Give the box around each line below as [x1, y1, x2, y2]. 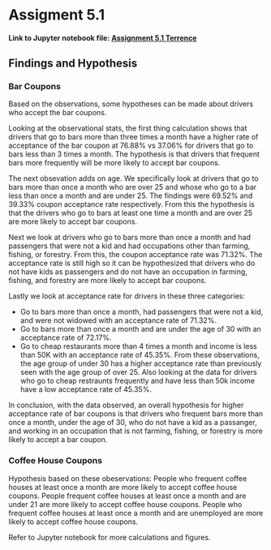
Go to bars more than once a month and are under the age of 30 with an [19, 324, 261, 334]
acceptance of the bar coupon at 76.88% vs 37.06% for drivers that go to [8, 140, 254, 151]
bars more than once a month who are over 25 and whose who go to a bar [8, 183, 257, 192]
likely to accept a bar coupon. [8, 435, 108, 445]
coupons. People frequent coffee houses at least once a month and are [8, 491, 247, 501]
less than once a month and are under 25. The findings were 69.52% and [8, 191, 253, 200]
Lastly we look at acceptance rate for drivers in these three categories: [8, 291, 245, 301]
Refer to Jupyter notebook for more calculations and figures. [8, 532, 211, 542]
